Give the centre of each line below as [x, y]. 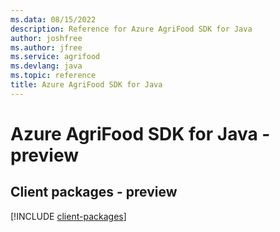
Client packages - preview [94, 192]
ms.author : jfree [46, 47]
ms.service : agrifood [55, 57]
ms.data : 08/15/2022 [53, 19]
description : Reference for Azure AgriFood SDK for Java [131, 29]
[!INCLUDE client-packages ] [68, 216]
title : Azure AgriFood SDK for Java [86, 85]
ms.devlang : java [46, 66]
